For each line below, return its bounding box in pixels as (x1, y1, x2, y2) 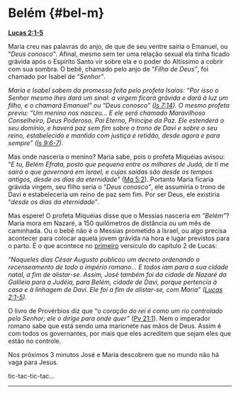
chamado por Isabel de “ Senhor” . (8, 72, 106, 81)
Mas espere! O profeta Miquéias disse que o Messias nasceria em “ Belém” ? (8, 211, 230, 220)
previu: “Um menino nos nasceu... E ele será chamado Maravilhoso (8, 108, 206, 117)
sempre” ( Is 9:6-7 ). (8, 138, 64, 147)
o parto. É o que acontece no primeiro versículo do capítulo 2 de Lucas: (8, 241, 218, 249)
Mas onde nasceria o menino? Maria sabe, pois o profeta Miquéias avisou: (8, 152, 226, 161)
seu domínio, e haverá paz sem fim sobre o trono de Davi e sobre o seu (8, 123, 218, 132)
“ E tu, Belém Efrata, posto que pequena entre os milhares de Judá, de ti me (8, 159, 229, 168)
